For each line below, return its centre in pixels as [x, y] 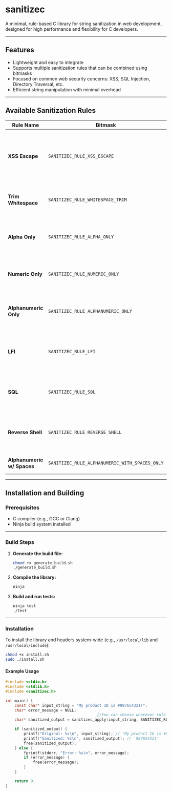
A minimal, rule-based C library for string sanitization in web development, [84, 24]
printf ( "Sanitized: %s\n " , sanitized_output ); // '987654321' [91, 738]
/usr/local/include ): [27, 645]
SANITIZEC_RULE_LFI [72, 351]
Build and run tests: [34, 597]
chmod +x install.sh [27, 655]
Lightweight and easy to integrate [48, 62]
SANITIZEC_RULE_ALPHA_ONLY [81, 237]
